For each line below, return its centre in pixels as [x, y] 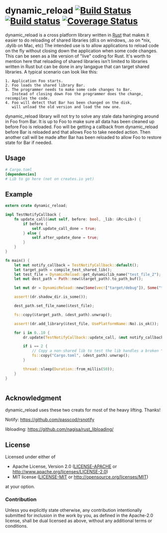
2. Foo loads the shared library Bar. [45, 85]
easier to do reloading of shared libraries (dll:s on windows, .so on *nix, [78, 40]
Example [19, 194]
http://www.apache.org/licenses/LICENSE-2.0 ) [60, 472]
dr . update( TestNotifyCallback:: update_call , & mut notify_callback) [94, 337]
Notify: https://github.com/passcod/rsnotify [50, 420]
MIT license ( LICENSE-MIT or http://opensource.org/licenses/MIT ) [80, 477]
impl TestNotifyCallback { [33, 215]
